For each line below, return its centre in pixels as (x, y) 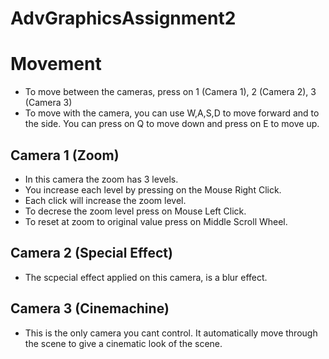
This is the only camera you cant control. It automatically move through (171, 333)
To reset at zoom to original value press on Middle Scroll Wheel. (156, 221)
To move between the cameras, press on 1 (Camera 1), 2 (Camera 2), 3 (170, 92)
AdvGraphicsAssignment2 (123, 18)
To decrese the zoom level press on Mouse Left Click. (135, 211)
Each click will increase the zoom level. (105, 200)
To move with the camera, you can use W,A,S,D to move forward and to (172, 113)
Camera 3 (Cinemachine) (90, 308)
